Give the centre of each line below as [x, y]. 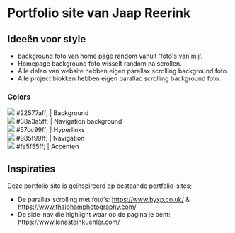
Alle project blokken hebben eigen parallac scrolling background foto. [119, 78]
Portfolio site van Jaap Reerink [99, 13]
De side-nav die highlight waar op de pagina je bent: [94, 215]
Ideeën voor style [47, 39]
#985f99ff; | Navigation [50, 138]
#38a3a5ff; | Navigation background [69, 121]
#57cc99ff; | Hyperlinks [50, 130]
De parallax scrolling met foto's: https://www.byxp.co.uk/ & [103, 200]
